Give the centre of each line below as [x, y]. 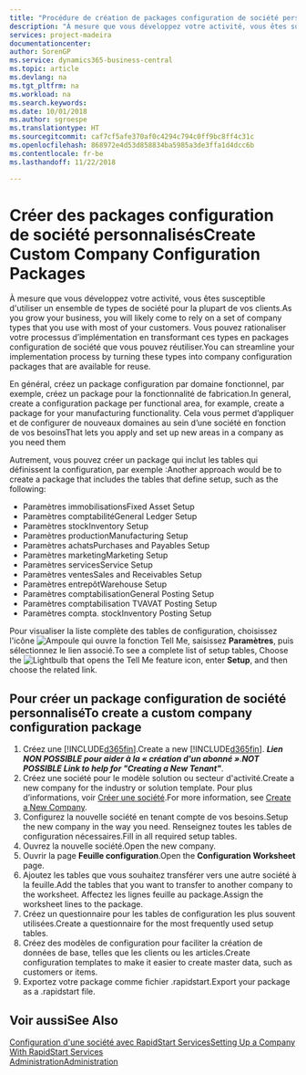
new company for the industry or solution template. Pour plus [138, 788]
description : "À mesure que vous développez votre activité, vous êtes [148, 26]
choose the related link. [53, 670]
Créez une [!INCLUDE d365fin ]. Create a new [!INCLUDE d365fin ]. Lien [153, 749]
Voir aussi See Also [64, 1020]
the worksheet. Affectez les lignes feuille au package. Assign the [143, 894]
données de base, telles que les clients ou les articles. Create [136, 953]
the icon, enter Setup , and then [149, 660]
